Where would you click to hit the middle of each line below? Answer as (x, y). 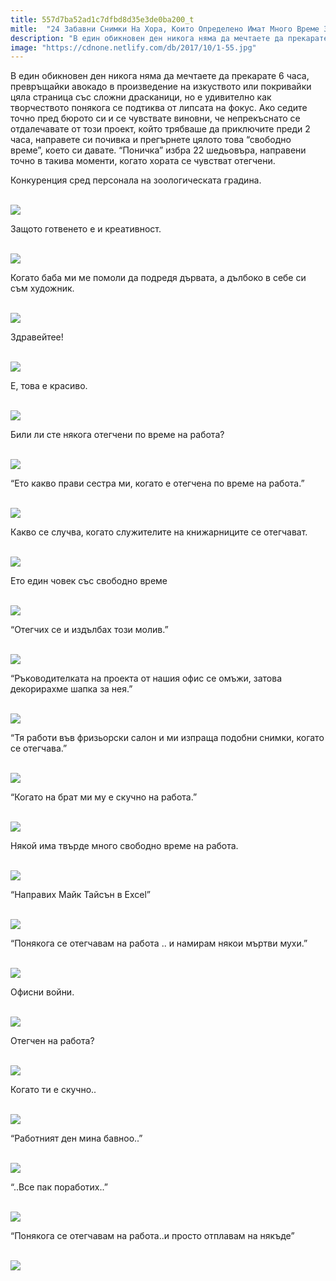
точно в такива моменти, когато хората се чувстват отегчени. (143, 161)
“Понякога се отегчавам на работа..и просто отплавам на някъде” (152, 1236)
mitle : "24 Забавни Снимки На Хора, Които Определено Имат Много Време (165, 29)
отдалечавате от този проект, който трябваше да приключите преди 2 (160, 129)
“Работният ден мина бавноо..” (76, 1138)
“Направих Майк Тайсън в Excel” (80, 895)
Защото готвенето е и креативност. (86, 229)
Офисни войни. (42, 992)
